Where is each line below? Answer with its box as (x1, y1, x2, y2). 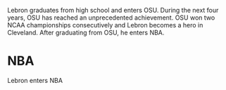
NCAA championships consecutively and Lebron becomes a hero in (7, 21, 203, 29)
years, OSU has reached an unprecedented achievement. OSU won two (7, 13, 215, 22)
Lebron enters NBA (7, 76, 63, 84)
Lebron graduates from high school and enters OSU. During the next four (7, 6, 219, 14)
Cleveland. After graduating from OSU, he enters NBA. (7, 28, 165, 37)
